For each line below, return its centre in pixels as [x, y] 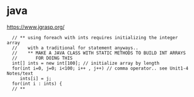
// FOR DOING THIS [42, 58]
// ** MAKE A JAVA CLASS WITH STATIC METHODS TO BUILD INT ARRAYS [99, 53]
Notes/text [20, 73]
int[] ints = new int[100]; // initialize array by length [86, 63]
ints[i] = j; [36, 78]
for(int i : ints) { [37, 84]
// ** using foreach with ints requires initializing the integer [95, 37]
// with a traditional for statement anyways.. [75, 48]
